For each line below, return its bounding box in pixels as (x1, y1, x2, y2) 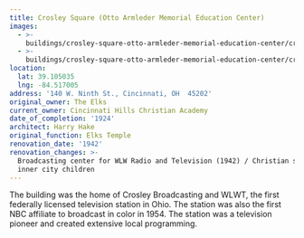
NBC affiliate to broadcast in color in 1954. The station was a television (9, 209, 273, 220)
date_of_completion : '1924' (9, 114, 116, 123)
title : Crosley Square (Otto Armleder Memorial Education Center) (9, 13, 265, 23)
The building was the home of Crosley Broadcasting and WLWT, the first (9, 189, 280, 200)
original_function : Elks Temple (9, 131, 131, 140)
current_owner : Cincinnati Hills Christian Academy (9, 106, 208, 115)
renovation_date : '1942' (9, 139, 103, 148)
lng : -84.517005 (17, 81, 79, 90)
